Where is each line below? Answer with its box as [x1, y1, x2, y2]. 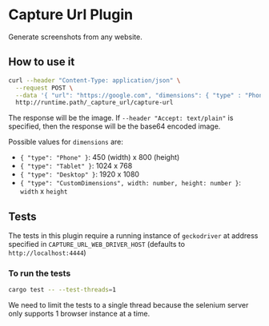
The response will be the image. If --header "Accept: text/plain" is [8, 113, 234, 123]
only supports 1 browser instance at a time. [8, 309, 151, 319]
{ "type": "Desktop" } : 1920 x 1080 [19, 169, 140, 179]
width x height [19, 186, 68, 197]
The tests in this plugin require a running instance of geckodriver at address [8, 231, 259, 241]
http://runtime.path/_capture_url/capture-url [15, 98, 174, 107]
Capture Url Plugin [8, 6, 134, 24]
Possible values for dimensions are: [8, 137, 124, 147]
